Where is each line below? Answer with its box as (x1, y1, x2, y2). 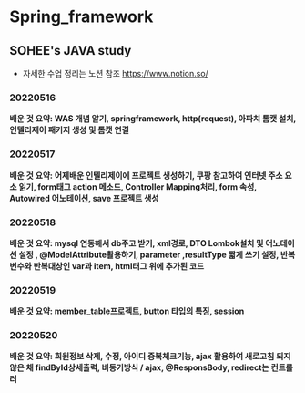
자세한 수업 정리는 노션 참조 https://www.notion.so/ (22, 68, 209, 78)
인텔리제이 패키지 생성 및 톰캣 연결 (9, 125, 129, 136)
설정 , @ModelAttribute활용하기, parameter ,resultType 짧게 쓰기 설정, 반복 (18, 249, 296, 260)
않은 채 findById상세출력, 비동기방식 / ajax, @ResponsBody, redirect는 (9, 362, 269, 373)
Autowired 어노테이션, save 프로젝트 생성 (9, 192, 159, 203)
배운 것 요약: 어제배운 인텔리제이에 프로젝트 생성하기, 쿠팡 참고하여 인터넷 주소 (9, 170, 283, 181)
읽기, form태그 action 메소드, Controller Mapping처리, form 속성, (18, 181, 258, 192)
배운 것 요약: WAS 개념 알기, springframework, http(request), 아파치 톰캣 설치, (9, 113, 297, 124)
